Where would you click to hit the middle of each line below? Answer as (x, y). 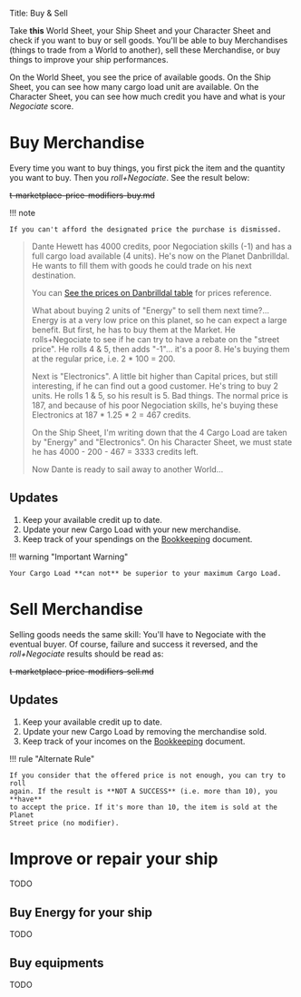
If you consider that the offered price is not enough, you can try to (147, 775)
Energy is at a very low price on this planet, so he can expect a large (159, 320)
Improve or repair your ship (114, 859)
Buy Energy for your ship (81, 912)
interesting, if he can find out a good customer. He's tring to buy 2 (155, 386)
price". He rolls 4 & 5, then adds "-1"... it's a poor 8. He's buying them (160, 349)
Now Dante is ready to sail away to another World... (127, 469)
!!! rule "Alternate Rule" (52, 758)
